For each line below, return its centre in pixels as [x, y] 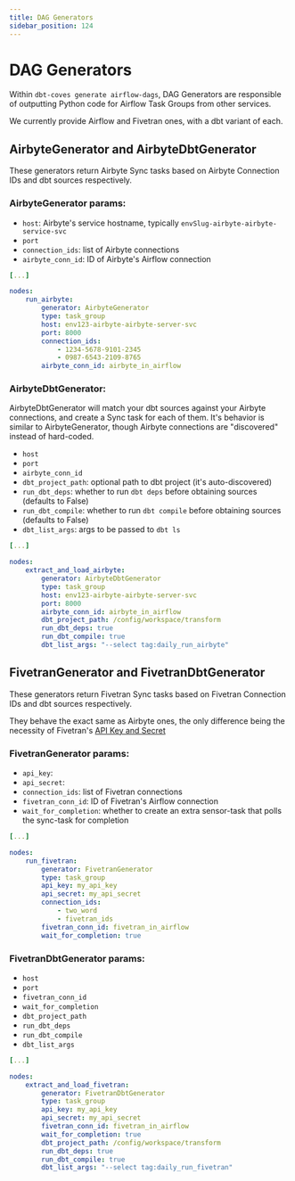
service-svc [44, 231]
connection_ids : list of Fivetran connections [102, 792]
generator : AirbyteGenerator [95, 308]
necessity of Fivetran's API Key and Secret [88, 730]
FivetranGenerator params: [70, 753]
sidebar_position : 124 [51, 26]
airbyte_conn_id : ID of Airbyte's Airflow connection [116, 258]
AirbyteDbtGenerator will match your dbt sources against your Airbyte [138, 408]
